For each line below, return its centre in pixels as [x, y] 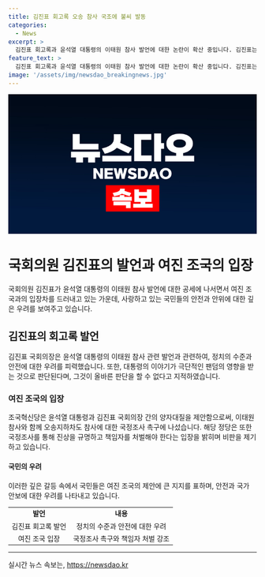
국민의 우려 [25, 466]
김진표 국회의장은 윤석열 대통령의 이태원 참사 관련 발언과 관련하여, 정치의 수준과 [130, 356]
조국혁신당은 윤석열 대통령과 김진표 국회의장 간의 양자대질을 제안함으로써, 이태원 [131, 418]
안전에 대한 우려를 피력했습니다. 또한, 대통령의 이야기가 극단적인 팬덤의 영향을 [127, 366]
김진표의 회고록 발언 [54, 336]
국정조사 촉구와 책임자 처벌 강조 [121, 538]
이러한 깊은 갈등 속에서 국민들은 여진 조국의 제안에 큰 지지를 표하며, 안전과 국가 [129, 485]
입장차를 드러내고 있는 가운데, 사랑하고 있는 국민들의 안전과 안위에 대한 [137, 299]
